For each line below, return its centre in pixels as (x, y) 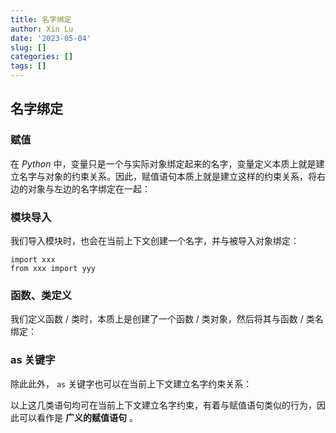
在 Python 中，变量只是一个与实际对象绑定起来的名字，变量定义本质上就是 (163, 163)
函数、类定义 (41, 295)
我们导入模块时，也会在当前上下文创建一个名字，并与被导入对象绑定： (155, 240)
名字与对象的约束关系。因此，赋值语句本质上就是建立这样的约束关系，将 (167, 176)
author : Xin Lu (42, 29)
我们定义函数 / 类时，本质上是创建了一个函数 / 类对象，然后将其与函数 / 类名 (167, 319)
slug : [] (28, 47)
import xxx (33, 259)
